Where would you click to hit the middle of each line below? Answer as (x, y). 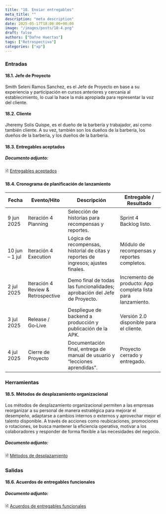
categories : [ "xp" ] (25, 47)
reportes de (82, 257)
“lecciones (80, 361)
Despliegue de (85, 310)
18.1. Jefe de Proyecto (28, 76)
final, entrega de (87, 349)
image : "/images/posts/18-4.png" (40, 28)
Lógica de (80, 238)
